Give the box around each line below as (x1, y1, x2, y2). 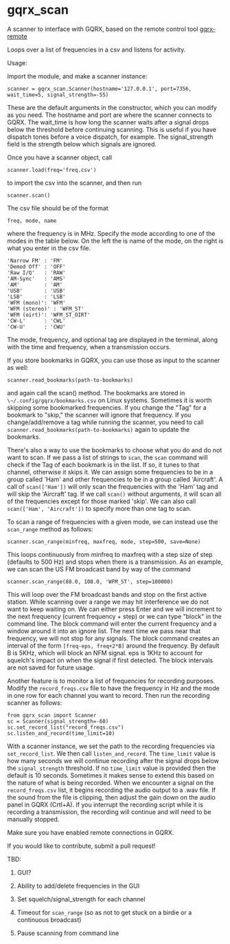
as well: (7, 363, 29, 371)
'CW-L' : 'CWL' (7, 317, 67, 325)
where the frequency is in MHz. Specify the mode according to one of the (7, 229, 216, 237)
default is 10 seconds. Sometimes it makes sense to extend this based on (7, 771, 214, 779)
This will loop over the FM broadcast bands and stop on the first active (7, 590, 207, 598)
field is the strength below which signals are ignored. (7, 140, 157, 148)
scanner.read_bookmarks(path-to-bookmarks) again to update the (7, 425, 190, 433)
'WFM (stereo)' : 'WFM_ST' (7, 305, 84, 312)
